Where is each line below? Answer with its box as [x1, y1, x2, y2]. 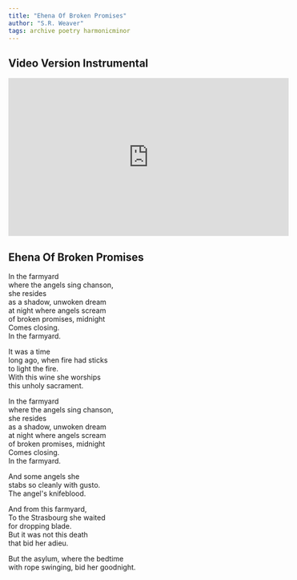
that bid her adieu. [8, 538, 69, 548]
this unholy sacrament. [8, 381, 84, 390]
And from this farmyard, [8, 505, 87, 513]
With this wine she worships [8, 372, 102, 382]
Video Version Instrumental [8, 56, 149, 70]
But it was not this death [8, 530, 88, 539]
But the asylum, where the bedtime [8, 554, 124, 563]
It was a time [8, 347, 50, 356]
